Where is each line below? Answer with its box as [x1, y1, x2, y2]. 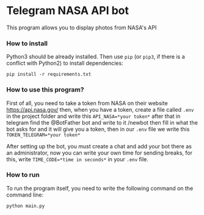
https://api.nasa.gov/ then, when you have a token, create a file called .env [6, 106, 194, 113]
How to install [6, 39, 48, 48]
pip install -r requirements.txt [6, 71, 92, 78]
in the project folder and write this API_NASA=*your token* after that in [6, 112, 181, 120]
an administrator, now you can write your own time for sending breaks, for [6, 149, 192, 156]
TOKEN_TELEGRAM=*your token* [6, 132, 81, 138]
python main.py [6, 203, 45, 209]
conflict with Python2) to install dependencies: [6, 59, 123, 67]
